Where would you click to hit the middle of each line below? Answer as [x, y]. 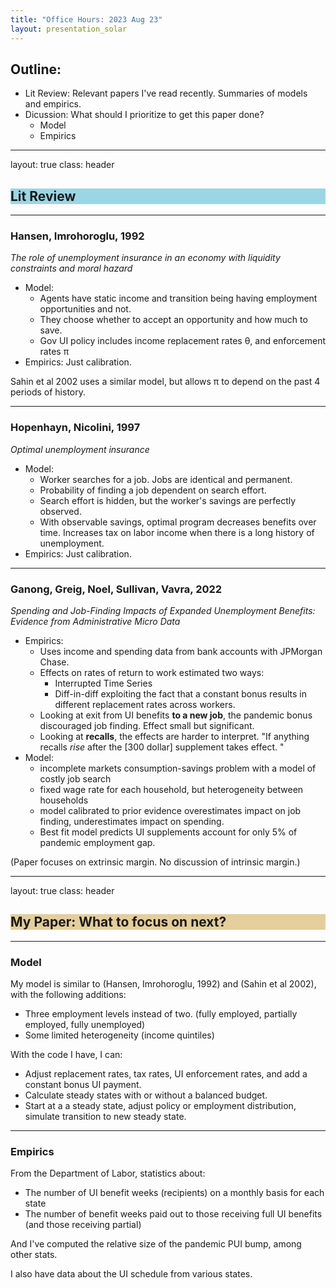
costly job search [75, 779]
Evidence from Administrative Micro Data [95, 622]
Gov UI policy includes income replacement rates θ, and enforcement [183, 341]
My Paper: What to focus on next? [118, 922]
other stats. [34, 1255]
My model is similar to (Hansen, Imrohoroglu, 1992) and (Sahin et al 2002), [163, 984]
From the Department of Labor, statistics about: [108, 1173]
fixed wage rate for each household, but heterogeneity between [171, 790]
